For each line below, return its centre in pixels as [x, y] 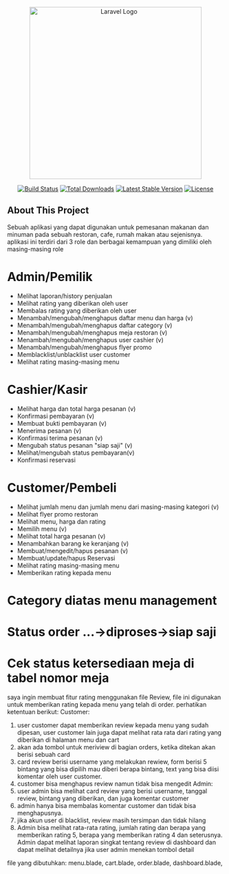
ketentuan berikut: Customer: [48, 711]
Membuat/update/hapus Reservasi [66, 558]
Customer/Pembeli [62, 487]
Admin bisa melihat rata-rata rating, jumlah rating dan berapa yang [111, 827]
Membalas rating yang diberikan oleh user [77, 311]
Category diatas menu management [112, 600]
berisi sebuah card [44, 754]
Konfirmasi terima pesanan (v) [60, 438]
